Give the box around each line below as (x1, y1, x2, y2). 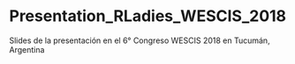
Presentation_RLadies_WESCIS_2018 (9, 6, 287, 26)
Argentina (9, 44, 45, 54)
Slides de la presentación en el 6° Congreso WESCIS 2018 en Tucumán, (9, 35, 271, 46)
